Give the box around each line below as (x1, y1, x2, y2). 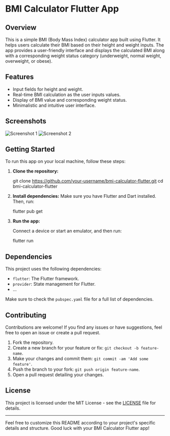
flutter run (12, 238, 34, 244)
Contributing (5, 311, 47, 319)
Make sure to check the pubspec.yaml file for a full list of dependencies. (5, 296, 154, 302)
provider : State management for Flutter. (12, 281, 96, 287)
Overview (5, 23, 37, 32)
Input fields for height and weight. (12, 86, 83, 92)
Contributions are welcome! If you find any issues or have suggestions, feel (5, 324, 162, 330)
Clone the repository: (12, 168, 59, 175)
